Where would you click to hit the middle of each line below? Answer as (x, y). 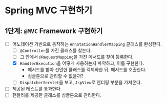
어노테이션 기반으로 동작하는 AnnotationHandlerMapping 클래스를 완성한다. (87, 44)
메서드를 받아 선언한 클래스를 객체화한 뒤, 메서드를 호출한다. (87, 70)
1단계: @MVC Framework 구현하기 (54, 31)
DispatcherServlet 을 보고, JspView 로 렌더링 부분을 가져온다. (81, 83)
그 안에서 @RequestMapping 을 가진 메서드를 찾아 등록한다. (77, 57)
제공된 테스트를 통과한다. (37, 89)
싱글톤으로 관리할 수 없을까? (55, 76)
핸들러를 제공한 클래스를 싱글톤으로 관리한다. (57, 95)
